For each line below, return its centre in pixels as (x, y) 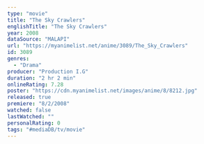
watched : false (29, 110)
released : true (29, 98)
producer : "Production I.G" (48, 71)
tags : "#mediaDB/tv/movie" (46, 129)
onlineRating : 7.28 (36, 84)
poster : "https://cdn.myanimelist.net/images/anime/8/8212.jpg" (102, 91)
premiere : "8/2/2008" (39, 104)
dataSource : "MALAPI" (39, 39)
